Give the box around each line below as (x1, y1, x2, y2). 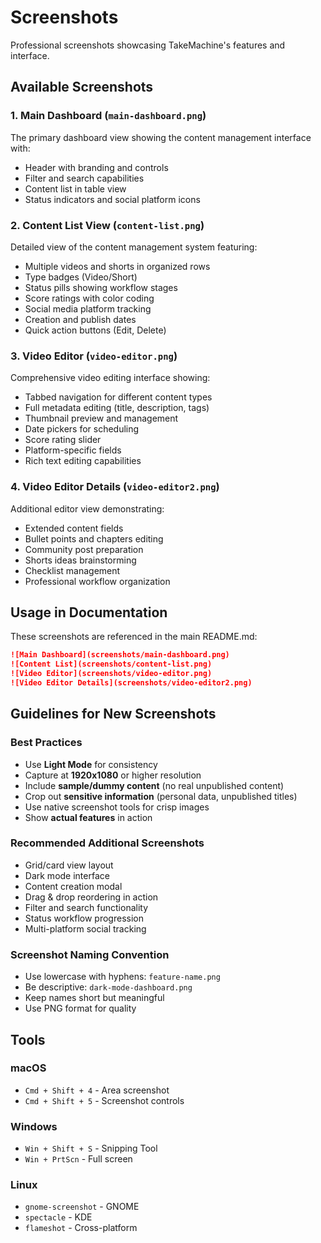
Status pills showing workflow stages (24, 281, 178, 293)
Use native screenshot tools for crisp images (24, 801, 210, 813)
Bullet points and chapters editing (24, 532, 164, 545)
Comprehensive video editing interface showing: (10, 372, 211, 384)
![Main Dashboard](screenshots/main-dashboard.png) (10, 650, 230, 660)
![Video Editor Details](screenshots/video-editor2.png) (10, 677, 253, 688)
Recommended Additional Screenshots (10, 836, 205, 850)
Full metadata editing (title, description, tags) (24, 402, 210, 414)
